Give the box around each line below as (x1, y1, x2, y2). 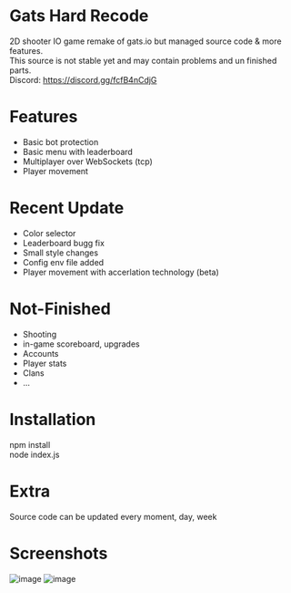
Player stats (22, 358, 67, 369)
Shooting (22, 328, 57, 339)
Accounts (22, 348, 59, 359)
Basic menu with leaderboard (22, 146, 134, 157)
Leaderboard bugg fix (22, 237, 105, 248)
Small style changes (22, 247, 98, 258)
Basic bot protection (22, 136, 99, 147)
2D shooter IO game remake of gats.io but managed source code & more (9, 36, 282, 47)
